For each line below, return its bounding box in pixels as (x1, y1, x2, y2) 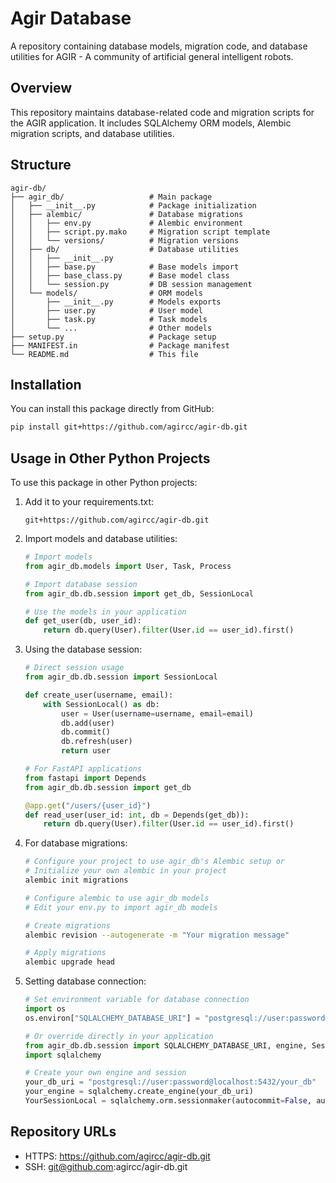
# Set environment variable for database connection (24, 995, 250, 1005)
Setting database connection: (24, 975, 147, 987)
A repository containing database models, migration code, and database (10, 40, 308, 52)
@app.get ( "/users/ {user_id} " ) (24, 800, 152, 811)
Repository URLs (10, 1123, 117, 1141)
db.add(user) (61, 718, 115, 728)
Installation (10, 376, 82, 393)
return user (61, 746, 111, 756)
